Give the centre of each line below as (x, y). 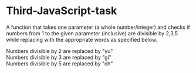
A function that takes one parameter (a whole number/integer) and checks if (98, 27)
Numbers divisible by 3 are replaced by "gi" (59, 57)
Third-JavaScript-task (62, 11)
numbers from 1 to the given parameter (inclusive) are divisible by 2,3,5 (92, 33)
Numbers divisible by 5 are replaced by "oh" (60, 64)
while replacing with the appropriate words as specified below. (82, 39)
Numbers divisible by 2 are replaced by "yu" (60, 51)
